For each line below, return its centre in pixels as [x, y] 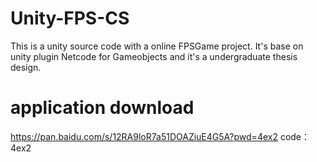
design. [26, 67]
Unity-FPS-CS [70, 18]
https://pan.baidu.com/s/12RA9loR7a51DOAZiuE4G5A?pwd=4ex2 [144, 136]
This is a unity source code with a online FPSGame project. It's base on [157, 46]
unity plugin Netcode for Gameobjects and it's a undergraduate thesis [154, 56]
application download [102, 108]
